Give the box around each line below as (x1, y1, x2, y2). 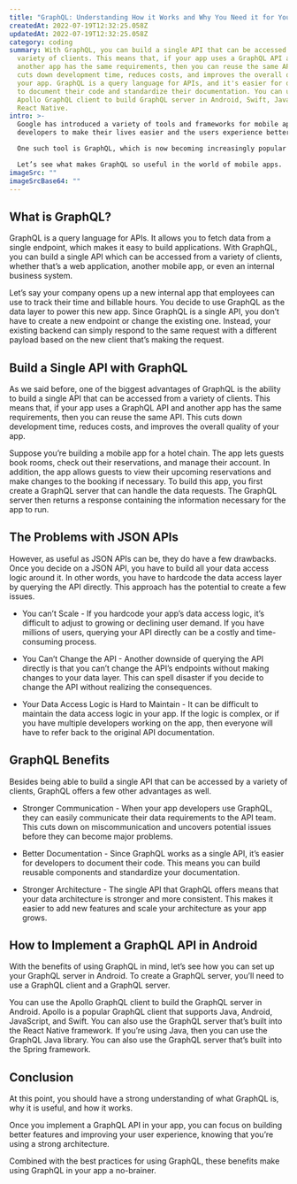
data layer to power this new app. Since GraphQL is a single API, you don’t (9, 306, 280, 317)
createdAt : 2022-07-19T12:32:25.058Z (9, 21, 148, 30)
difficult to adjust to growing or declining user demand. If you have (21, 617, 265, 628)
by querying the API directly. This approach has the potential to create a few (9, 581, 286, 592)
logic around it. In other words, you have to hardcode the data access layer (9, 572, 283, 582)
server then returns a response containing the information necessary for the (9, 495, 286, 505)
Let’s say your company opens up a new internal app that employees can (9, 288, 276, 298)
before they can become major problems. (21, 831, 174, 842)
